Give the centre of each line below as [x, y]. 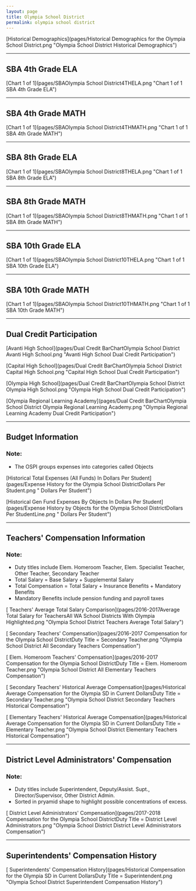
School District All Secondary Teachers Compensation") [73, 646]
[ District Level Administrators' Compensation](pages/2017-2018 [83, 813]
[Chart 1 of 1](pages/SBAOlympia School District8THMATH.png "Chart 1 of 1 [97, 216]
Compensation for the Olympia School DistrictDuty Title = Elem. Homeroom [97, 663]
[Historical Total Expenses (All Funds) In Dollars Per [68, 478]
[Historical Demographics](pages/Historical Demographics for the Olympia [96, 39]
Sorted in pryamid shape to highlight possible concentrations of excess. [101, 801]
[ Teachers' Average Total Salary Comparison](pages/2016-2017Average [93, 610]
